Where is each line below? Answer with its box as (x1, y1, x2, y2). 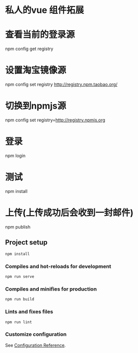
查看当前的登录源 (5, 29, 75, 40)
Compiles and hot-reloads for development (5, 263, 112, 270)
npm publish (5, 224, 31, 230)
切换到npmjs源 (5, 100, 66, 112)
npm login (5, 152, 26, 159)
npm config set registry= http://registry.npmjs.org (5, 117, 106, 123)
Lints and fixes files (5, 308, 54, 315)
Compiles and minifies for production (5, 286, 97, 293)
